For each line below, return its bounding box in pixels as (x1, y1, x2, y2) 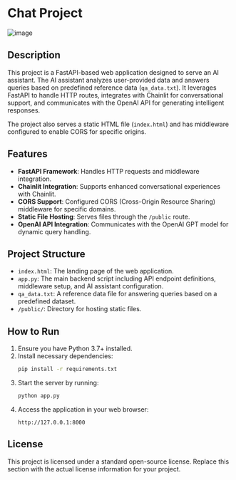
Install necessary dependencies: (17, 352, 113, 360)
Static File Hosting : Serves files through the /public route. (17, 212, 190, 221)
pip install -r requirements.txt (17, 365, 118, 373)
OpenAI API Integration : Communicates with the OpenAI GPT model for (17, 219, 229, 229)
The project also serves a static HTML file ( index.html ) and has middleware (7, 120, 230, 128)
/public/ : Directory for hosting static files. (17, 305, 142, 313)
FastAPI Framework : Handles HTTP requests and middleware (17, 167, 200, 175)
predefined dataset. (17, 297, 76, 306)
